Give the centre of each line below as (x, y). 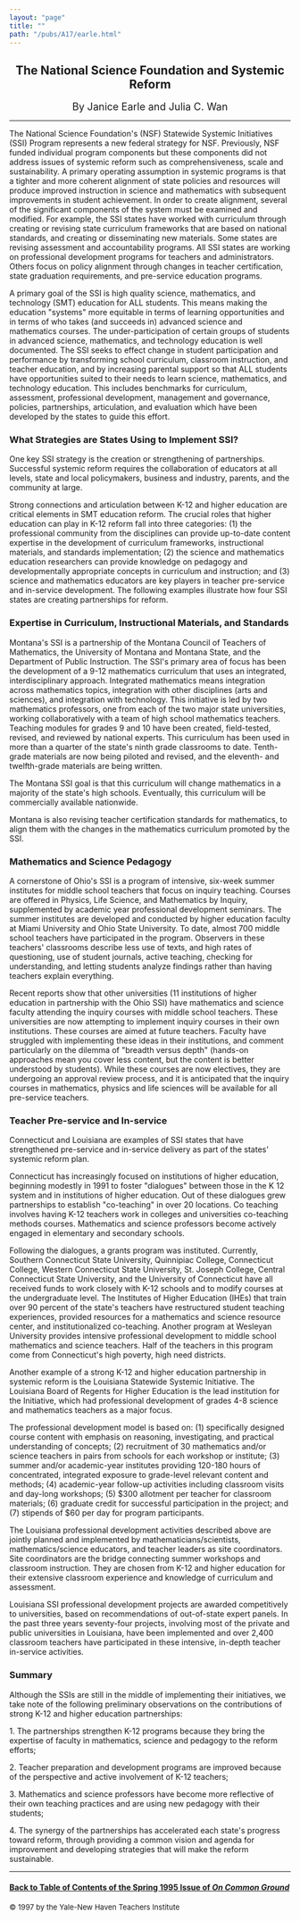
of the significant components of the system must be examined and (133, 210)
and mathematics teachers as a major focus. (91, 1410)
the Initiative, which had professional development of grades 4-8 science (144, 1401)
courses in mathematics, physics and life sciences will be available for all (143, 1088)
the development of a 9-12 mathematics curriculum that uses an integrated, (148, 671)
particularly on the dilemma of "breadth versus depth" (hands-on (129, 1050)
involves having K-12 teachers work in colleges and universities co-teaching (149, 1215)
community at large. (46, 488)
